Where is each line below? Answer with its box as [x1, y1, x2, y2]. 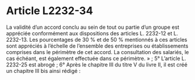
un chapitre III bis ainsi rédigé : [6, 67, 81, 74]
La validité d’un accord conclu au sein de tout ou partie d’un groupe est [6, 24, 180, 31]
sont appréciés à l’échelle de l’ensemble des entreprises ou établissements [6, 42, 188, 49]
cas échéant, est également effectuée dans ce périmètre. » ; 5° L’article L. [6, 55, 186, 62]
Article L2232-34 [6, 4, 93, 18]
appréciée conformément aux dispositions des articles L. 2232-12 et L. [6, 29, 178, 36]
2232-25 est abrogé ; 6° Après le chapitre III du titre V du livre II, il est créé [6, 61, 188, 68]
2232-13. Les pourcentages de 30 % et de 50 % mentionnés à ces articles [6, 36, 187, 43]
